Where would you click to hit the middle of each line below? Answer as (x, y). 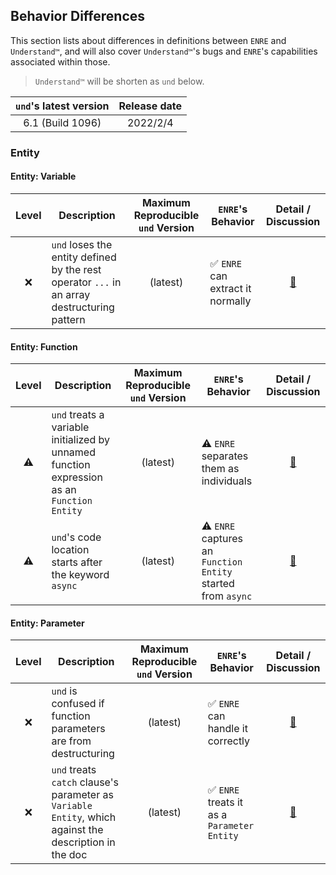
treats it (225, 802)
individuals (227, 481)
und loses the (82, 244)
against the (77, 830)
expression (77, 477)
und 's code (76, 537)
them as (220, 469)
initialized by (81, 440)
